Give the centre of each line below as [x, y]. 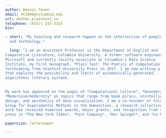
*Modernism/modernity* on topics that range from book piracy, [72, 96]
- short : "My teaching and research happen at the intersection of [76, 37]
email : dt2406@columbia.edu [34, 14]
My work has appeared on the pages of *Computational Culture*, [73, 92]
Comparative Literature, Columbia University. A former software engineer [84, 55]
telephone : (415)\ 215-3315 [34, 23]
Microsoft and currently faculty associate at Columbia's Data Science [80, 60]
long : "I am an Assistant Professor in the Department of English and [84, 50]
